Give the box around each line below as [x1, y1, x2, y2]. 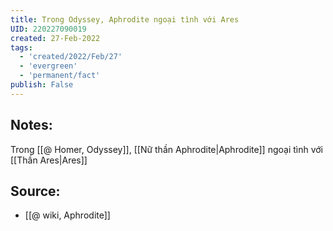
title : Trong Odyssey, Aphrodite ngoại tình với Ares [10, 14, 240, 25]
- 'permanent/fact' [19, 71, 101, 81]
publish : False [10, 80, 74, 90]
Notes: [10, 117, 53, 134]
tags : [10, 42, 33, 53]
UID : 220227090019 [10, 24, 87, 34]
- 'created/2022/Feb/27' [19, 52, 123, 62]
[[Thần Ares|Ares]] [10, 154, 88, 166]
